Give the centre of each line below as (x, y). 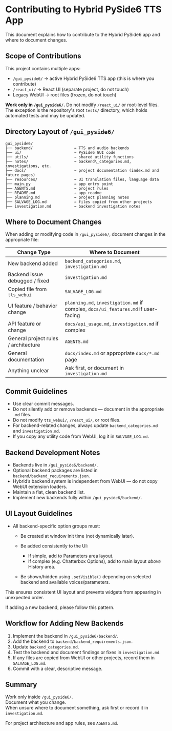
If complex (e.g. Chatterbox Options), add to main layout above (94, 561)
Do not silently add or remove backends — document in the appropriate (88, 409)
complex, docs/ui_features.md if (104, 309)
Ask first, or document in (94, 368)
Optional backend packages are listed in (55, 470)
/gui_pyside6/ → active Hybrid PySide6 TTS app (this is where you (83, 78)
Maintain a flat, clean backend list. (49, 492)
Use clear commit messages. (43, 404)
